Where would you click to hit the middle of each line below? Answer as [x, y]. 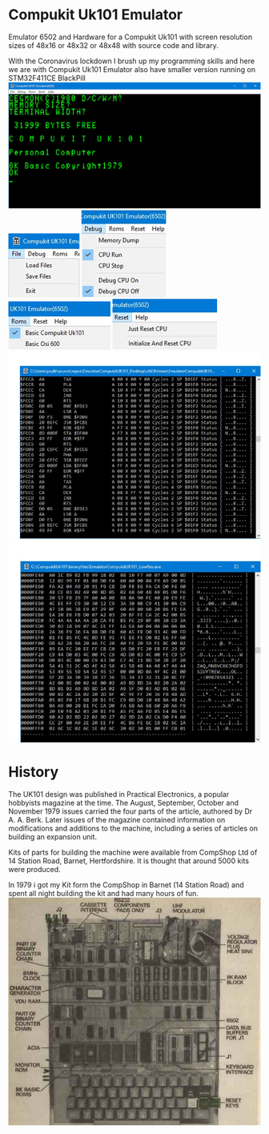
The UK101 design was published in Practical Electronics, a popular [119, 794]
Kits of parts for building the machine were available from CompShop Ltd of [133, 853]
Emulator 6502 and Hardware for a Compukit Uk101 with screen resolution [130, 37]
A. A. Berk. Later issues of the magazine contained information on [117, 820]
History [34, 772]
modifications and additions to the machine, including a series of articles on [133, 828]
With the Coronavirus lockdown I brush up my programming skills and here [131, 61]
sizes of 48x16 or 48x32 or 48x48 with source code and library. [113, 45]
